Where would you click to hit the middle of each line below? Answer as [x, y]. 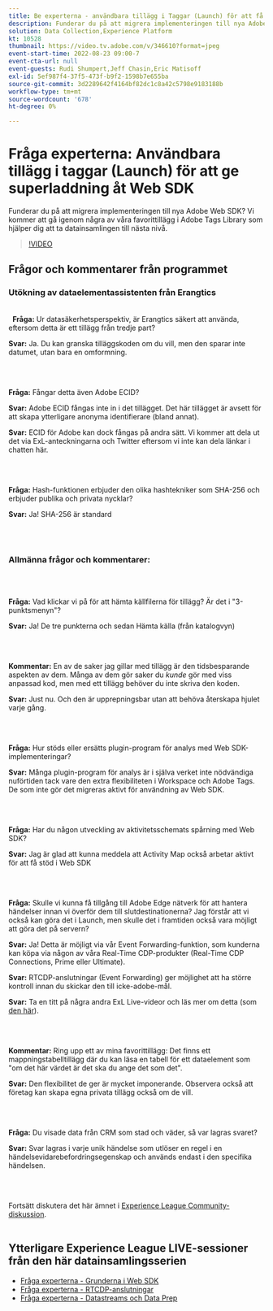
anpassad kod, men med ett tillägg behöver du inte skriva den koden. [124, 684]
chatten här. [28, 449]
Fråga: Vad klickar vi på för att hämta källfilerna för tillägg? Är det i [119, 601]
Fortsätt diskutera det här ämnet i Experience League [97, 1206]
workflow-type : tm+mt [45, 91]
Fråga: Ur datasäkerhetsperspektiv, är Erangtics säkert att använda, [126, 319]
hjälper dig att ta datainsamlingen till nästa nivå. [88, 228]
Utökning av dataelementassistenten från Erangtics [113, 293]
